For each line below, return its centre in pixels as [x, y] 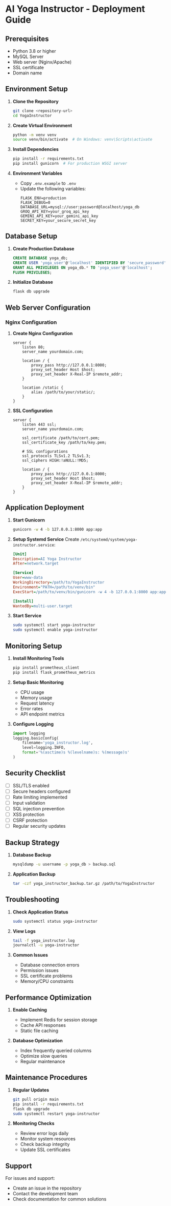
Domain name [27, 73]
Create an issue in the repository [47, 1188]
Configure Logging [33, 724]
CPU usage [32, 692]
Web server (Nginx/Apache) [42, 62]
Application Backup [34, 874]
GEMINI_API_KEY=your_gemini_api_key [59, 216]
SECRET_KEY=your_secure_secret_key [58, 221]
